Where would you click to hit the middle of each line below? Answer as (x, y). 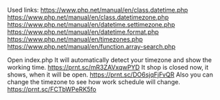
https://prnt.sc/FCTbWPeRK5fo (52, 89)
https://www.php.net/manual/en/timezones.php (75, 39)
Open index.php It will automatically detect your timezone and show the (110, 60)
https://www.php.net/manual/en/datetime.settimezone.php (91, 24)
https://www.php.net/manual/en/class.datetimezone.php (88, 17)
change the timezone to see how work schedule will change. (94, 82)
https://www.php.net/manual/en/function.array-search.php (91, 47)
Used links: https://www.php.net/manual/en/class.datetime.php (98, 10)
